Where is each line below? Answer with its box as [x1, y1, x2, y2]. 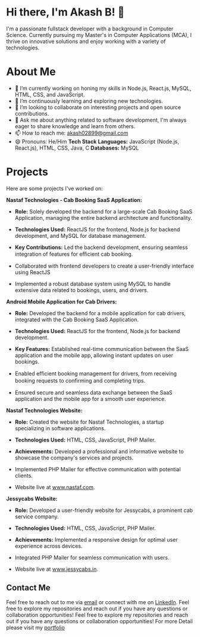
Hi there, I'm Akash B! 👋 [6, 5, 125, 19]
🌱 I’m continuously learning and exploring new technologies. [14, 97, 163, 104]
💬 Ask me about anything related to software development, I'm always [14, 116, 187, 123]
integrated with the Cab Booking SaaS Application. [14, 316, 139, 323]
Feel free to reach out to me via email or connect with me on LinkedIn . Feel [6, 598, 189, 605]
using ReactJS [14, 268, 51, 276]
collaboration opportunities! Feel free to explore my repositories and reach [6, 611, 189, 619]
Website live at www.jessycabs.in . [14, 565, 98, 573]
